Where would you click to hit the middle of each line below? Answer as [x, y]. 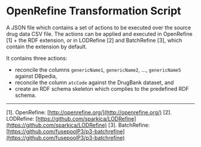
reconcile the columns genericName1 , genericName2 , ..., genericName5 [98, 69]
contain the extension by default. [47, 47]
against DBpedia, [36, 76]
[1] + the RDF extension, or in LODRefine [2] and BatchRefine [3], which [94, 40]
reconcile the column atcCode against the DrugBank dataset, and [94, 82]
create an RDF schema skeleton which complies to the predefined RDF [102, 88]
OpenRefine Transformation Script [94, 11]
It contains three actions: [37, 58]
